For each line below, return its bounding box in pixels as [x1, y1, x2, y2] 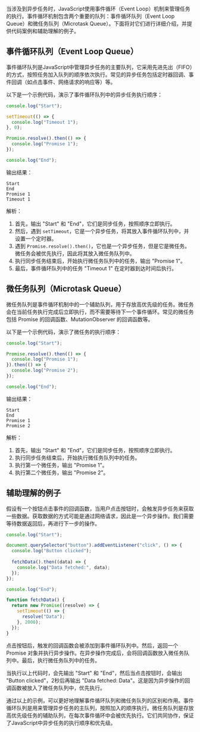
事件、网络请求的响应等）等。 [42, 78, 116, 85]
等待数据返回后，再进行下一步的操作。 [6, 520, 100, 527]
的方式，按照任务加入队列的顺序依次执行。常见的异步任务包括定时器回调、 [6, 71, 189, 78]
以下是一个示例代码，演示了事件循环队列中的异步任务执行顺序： [6, 91, 162, 98]
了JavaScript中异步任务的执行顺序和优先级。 [6, 719, 116, 726]
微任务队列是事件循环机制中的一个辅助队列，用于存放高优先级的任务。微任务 [6, 301, 194, 308]
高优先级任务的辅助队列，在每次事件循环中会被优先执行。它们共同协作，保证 [6, 712, 194, 719]
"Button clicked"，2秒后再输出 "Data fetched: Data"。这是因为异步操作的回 [6, 677, 190, 684]
